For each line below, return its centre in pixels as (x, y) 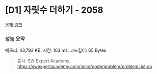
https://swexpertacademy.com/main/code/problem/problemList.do (85, 67)
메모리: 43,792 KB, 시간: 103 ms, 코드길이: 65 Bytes (56, 50)
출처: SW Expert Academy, (44, 61)
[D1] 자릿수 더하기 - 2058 (54, 10)
